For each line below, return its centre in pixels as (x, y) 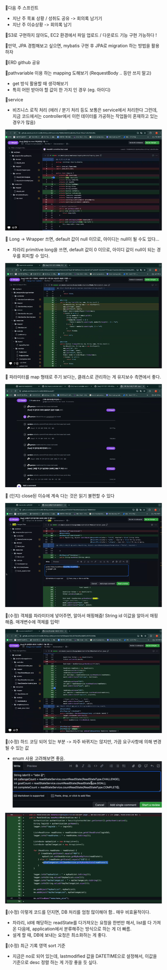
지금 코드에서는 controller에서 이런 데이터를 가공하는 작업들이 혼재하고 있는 (85, 116)
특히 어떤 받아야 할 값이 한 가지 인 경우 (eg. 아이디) (61, 90)
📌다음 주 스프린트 (22, 8)
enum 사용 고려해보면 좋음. (39, 758)
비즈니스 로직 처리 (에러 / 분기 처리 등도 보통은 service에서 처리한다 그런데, (85, 110)
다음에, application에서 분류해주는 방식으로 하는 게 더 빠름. (75, 929)
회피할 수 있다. (36, 256)
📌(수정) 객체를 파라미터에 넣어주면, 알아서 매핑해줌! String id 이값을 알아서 (77, 615)
